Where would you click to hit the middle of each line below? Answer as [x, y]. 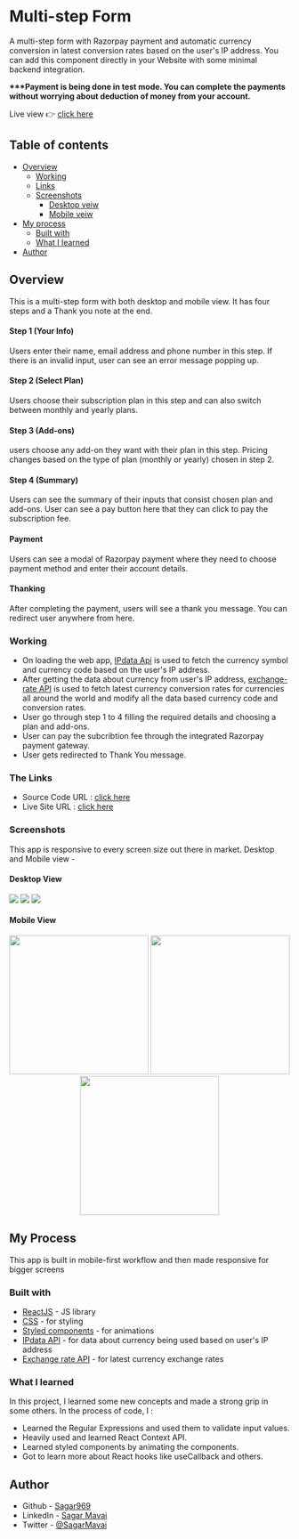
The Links [31, 778]
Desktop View [36, 879]
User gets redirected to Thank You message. [104, 755]
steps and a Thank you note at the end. [81, 311]
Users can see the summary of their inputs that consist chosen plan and [141, 499]
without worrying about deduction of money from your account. [130, 96]
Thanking [28, 588]
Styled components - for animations [88, 1331]
